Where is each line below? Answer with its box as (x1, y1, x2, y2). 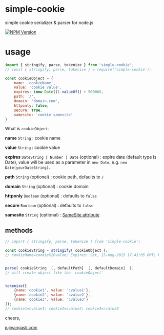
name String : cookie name (5, 135, 61, 141)
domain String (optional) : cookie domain (5, 184, 89, 190)
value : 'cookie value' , (14, 85, 62, 90)
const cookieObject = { (5, 76, 54, 81)
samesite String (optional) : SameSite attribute (5, 212, 100, 218)
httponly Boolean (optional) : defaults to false (5, 193, 97, 199)
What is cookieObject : (5, 126, 49, 132)
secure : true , (14, 108, 42, 113)
